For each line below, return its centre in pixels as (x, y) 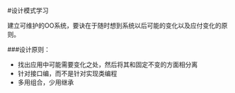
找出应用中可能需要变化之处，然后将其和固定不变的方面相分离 (108, 65)
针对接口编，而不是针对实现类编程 (67, 73)
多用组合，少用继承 (46, 82)
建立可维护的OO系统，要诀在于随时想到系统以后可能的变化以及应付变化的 (114, 26)
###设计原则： (29, 49)
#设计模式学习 (28, 10)
